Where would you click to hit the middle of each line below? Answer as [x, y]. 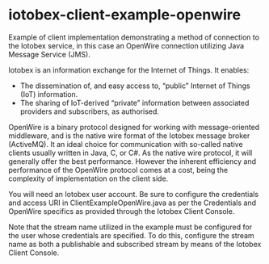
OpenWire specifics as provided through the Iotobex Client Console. [122, 211]
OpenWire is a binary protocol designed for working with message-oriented [134, 127]
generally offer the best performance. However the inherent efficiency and [132, 161]
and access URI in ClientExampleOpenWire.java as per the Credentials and [132, 203]
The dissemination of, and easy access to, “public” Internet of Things [135, 86]
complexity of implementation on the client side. [88, 178]
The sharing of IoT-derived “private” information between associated [134, 103]
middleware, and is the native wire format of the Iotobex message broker [129, 136]
